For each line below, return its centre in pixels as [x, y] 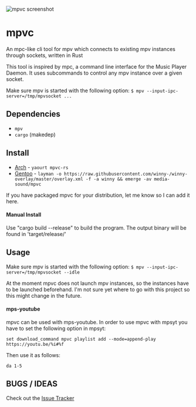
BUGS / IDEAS [32, 384]
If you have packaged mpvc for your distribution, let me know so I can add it [98, 195]
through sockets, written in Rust [45, 55]
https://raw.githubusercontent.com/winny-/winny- [126, 174]
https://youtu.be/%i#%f [35, 344]
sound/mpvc [28, 184]
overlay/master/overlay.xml [49, 179]
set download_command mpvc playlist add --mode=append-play [81, 339]
